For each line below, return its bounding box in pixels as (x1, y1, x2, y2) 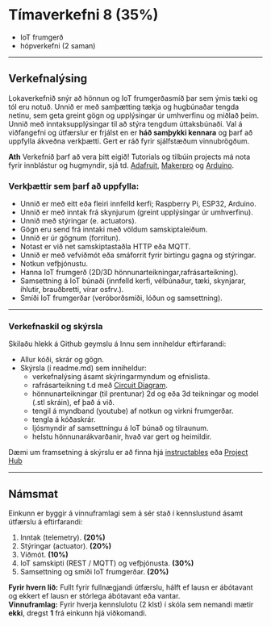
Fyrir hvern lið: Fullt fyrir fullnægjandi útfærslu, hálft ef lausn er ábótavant (8, 582, 253, 592)
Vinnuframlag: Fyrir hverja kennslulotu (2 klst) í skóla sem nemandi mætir (8, 599, 254, 610)
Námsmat (8, 486, 59, 501)
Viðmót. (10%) (19, 550, 69, 560)
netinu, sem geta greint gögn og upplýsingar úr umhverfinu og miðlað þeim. (8, 111, 260, 120)
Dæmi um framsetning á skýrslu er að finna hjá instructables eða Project (8, 448, 248, 457)
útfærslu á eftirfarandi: (8, 517, 83, 527)
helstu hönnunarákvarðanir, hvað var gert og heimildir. (31, 432, 212, 441)
